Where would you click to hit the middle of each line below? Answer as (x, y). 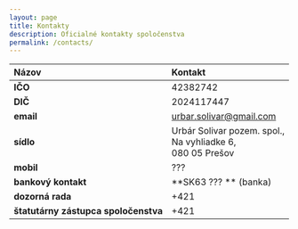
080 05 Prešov (203, 153)
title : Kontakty (39, 26)
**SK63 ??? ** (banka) (221, 182)
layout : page (33, 17)
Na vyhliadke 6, (204, 142)
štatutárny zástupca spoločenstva (88, 211)
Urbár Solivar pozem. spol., (228, 131)
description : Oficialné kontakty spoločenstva (97, 34)
